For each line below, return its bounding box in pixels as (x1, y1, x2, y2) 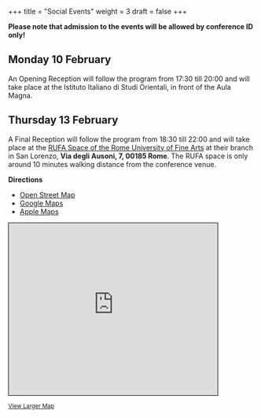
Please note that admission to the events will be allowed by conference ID (8, 22, 254, 31)
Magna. (8, 91, 33, 100)
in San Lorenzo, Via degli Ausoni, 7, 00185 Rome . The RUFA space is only (8, 151, 248, 161)
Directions (8, 175, 43, 184)
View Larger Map (8, 401, 55, 410)
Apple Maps (19, 206, 59, 216)
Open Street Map (19, 190, 75, 199)
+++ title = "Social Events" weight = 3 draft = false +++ (8, 7, 187, 16)
